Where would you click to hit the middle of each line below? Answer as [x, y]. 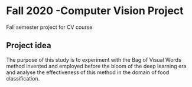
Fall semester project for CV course [49, 27]
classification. [23, 78]
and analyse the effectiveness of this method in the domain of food [88, 72]
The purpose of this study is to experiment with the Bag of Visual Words [94, 59]
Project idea [29, 46]
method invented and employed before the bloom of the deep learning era [96, 66]
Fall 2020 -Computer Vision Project [95, 11]
